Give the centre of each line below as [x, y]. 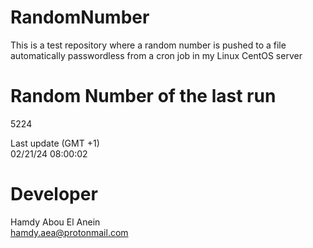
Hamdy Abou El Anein [55, 222]
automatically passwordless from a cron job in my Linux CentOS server [156, 55]
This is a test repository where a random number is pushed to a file [148, 45]
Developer [54, 194]
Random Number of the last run [143, 96]
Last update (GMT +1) [55, 143]
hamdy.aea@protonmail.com [69, 232]
